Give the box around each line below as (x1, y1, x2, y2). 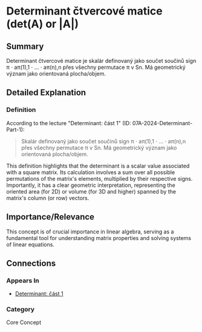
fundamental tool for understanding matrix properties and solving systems (6, 234, 192, 241)
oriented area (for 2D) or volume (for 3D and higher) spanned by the (6, 187, 177, 195)
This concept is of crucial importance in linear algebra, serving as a (6, 228, 174, 235)
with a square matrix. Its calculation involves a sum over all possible (6, 168, 175, 176)
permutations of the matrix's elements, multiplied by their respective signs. (6, 175, 193, 182)
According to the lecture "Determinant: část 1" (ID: (6, 119, 131, 126)
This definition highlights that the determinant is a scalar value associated (6, 162, 190, 169)
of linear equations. (6, 241, 54, 248)
